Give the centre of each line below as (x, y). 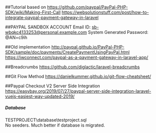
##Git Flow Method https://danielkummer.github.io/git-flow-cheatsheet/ (78, 76)
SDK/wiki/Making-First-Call (33, 12)
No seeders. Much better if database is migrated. (55, 125)
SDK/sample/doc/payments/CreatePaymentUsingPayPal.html (67, 52)
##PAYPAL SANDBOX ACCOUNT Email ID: (48, 27)
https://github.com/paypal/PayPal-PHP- (88, 7)
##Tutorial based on (26, 7)
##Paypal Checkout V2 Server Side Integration (53, 86)
